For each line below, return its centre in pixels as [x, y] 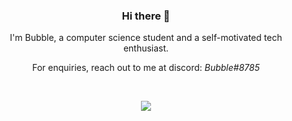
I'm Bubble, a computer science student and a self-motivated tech [146, 38]
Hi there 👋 [146, 16]
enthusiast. [146, 48]
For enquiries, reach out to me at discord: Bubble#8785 [146, 68]
